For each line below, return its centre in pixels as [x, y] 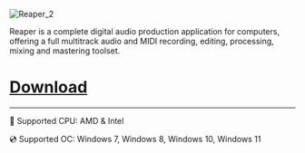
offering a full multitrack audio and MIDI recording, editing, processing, [142, 41]
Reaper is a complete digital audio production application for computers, [144, 31]
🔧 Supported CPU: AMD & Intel [67, 120]
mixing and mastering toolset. [65, 51]
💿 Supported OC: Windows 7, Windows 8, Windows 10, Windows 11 [135, 139]
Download [49, 87]
